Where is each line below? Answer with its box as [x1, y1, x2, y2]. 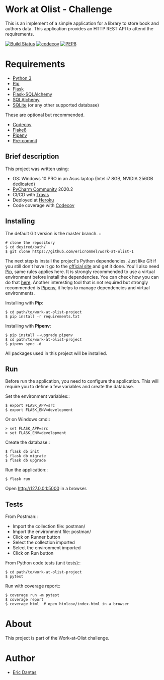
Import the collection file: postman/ [12, 524, 86, 530]
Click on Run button [12, 550, 54, 556]
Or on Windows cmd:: [5, 416, 50, 423]
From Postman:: [5, 513, 38, 519]
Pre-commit [12, 137, 38, 143]
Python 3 [12, 75, 32, 81]
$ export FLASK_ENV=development [5, 407, 73, 412]
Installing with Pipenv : [5, 323, 51, 329]
